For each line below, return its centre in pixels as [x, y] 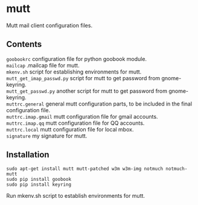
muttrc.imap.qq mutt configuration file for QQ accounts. [75, 123]
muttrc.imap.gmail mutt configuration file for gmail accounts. [82, 116]
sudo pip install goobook [39, 179]
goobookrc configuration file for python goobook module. [76, 58]
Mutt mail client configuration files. [49, 25]
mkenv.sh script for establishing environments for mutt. [74, 72]
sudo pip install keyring [39, 184]
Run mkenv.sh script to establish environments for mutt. [76, 195]
